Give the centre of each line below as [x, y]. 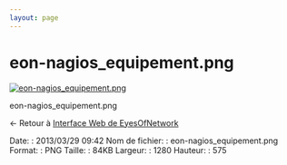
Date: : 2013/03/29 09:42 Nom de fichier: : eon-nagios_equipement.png [144, 141]
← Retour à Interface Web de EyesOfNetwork [94, 122]
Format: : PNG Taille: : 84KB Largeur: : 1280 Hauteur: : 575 [118, 150]
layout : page [34, 18]
